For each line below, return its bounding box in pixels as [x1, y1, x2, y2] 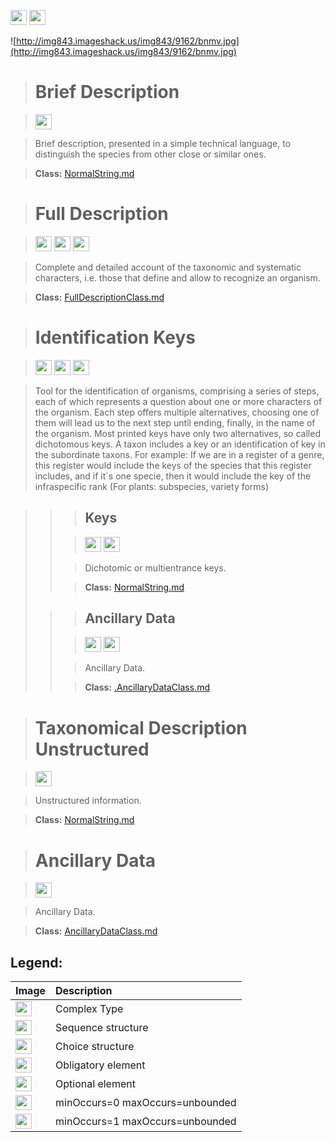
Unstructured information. [34, 795, 142, 807]
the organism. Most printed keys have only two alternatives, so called [34, 427, 321, 439]
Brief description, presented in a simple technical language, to [34, 137, 292, 149]
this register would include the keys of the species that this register [34, 459, 312, 471]
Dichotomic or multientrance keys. [84, 561, 227, 574]
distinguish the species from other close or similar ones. [34, 148, 267, 160]
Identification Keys [34, 326, 197, 349]
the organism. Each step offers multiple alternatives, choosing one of [34, 406, 320, 418]
